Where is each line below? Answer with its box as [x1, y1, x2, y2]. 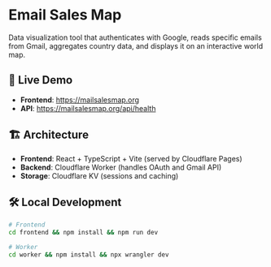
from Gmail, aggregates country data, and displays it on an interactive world [8, 41, 263, 50]
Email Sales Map [8, 6, 122, 24]
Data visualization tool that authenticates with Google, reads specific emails [8, 32, 262, 42]
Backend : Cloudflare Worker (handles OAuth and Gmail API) [20, 162, 222, 172]
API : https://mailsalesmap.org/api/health [20, 103, 156, 113]
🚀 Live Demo [8, 73, 73, 87]
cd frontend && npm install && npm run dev [8, 229, 159, 237]
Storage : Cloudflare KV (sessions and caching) [20, 170, 179, 180]
